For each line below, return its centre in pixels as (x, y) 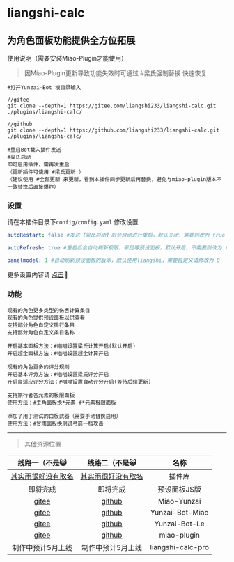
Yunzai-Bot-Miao (179, 513)
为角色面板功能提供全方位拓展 (71, 40)
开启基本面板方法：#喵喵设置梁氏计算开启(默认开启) (71, 346)
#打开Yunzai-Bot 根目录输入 (44, 88)
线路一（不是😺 (42, 463)
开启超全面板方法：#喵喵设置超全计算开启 (58, 354)
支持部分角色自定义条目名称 (41, 333)
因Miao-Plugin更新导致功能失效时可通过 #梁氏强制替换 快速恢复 (116, 73)
